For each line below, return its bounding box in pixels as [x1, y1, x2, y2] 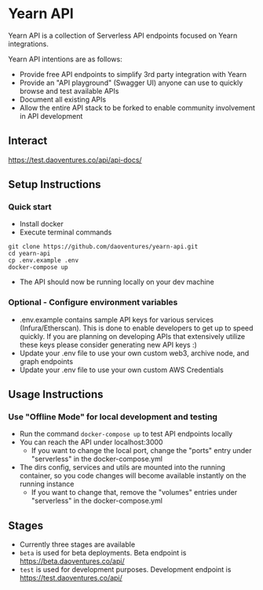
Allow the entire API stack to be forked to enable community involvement [19, 103, 255, 112]
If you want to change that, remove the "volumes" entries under [31, 488, 238, 497]
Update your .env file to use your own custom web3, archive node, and [19, 348, 250, 358]
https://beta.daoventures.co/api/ [19, 556, 125, 566]
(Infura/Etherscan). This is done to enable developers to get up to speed [19, 323, 254, 333]
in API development [19, 111, 83, 120]
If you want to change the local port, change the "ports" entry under [31, 446, 252, 455]
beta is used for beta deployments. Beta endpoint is [19, 548, 187, 558]
